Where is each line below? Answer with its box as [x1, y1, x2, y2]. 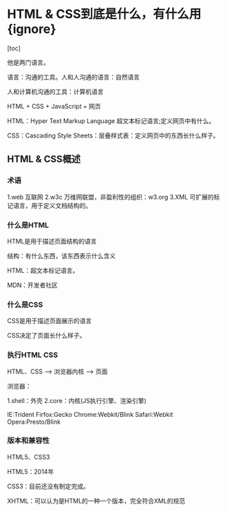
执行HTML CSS [7, 350, 58, 360]
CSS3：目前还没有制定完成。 [7, 482, 89, 490]
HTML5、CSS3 [7, 453, 50, 461]
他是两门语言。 [7, 58, 50, 66]
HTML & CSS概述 [7, 153, 81, 165]
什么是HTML [7, 220, 50, 230]
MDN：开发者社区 [7, 281, 58, 289]
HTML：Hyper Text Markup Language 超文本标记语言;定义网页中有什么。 [7, 116, 215, 124]
